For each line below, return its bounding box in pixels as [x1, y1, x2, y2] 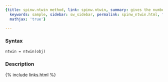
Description [5, 60, 34, 67]
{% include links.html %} [5, 71, 56, 77]
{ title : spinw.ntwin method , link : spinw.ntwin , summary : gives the [5, 7, 151, 12]
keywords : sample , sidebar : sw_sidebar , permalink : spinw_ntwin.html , [9, 12, 160, 17]
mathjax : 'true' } [9, 16, 46, 21]
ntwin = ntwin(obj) [5, 48, 46, 54]
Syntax [5, 37, 23, 44]
